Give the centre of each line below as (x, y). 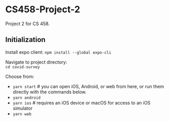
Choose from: (20, 76)
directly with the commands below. (50, 92)
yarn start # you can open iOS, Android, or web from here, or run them (88, 86)
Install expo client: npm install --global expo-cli (58, 52)
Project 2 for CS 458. (28, 24)
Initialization (26, 40)
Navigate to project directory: (36, 62)
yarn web (22, 114)
